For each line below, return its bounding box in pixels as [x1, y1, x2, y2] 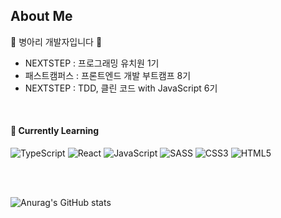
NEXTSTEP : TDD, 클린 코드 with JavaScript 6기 [24, 82, 218, 94]
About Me [10, 8, 73, 25]
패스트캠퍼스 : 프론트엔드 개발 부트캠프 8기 [24, 69, 192, 81]
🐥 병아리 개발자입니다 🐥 [10, 35, 103, 48]
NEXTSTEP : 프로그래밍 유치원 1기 [24, 57, 160, 69]
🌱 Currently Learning [10, 125, 100, 137]
